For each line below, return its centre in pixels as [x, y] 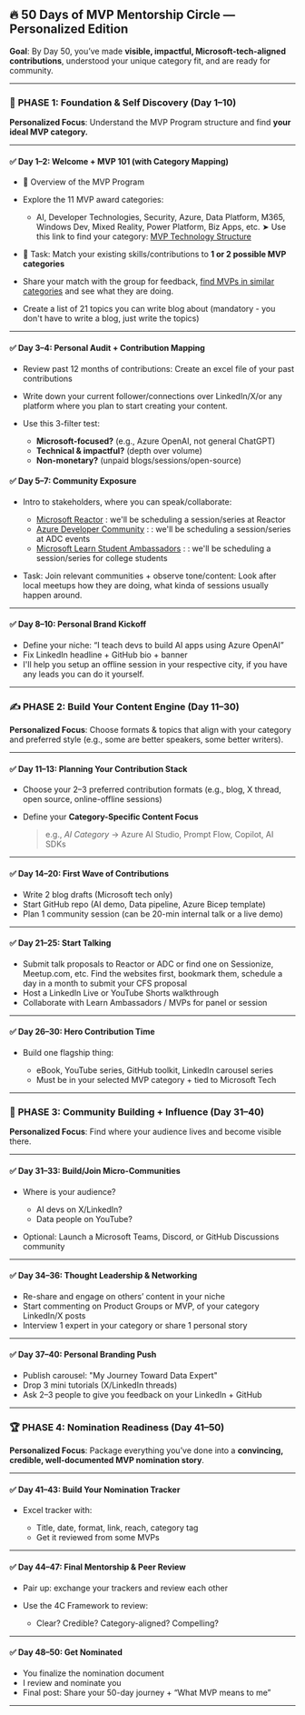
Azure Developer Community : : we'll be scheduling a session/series [163, 529]
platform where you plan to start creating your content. [125, 406]
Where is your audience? [69, 1191]
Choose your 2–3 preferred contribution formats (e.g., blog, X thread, [152, 789]
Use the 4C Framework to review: [85, 1605]
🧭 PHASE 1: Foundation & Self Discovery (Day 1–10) [123, 102]
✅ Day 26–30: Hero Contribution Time [83, 1032]
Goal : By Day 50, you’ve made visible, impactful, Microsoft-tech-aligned [148, 51]
